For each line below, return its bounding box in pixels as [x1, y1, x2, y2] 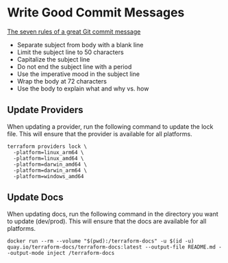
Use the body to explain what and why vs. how [16, 84, 149, 92]
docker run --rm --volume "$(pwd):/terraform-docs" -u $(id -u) [7, 238, 194, 245]
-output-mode [7, 249, 45, 256]
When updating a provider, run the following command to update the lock [7, 122, 214, 131]
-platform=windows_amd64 [13, 173, 84, 179]
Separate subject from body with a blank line [16, 40, 144, 49]
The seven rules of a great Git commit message [7, 27, 141, 36]
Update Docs [7, 192, 64, 203]
